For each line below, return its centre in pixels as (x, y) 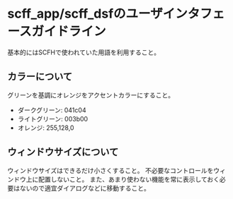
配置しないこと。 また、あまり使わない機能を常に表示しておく (129, 179)
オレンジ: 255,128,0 (46, 128)
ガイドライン (69, 31)
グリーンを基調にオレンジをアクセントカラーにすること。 (91, 95)
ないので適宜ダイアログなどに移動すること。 (85, 188)
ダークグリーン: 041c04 (52, 110)
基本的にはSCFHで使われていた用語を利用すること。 (84, 52)
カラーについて (40, 77)
